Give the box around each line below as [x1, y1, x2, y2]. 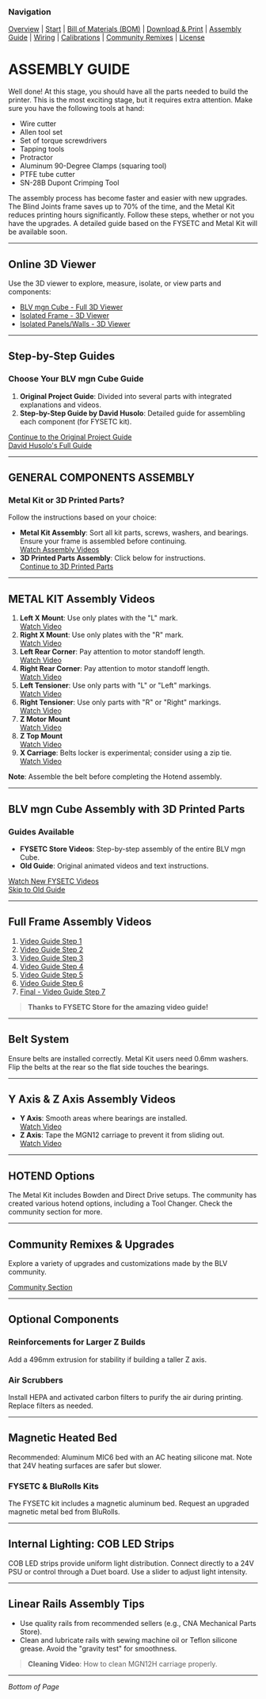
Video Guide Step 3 [19, 953, 84, 962]
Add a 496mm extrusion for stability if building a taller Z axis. [8, 1355, 207, 1364]
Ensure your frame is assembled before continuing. [19, 536, 188, 546]
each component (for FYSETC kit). [19, 416, 132, 426]
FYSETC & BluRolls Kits [8, 1480, 99, 1491]
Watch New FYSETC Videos [8, 876, 99, 886]
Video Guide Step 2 [19, 945, 84, 954]
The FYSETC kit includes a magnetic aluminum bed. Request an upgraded [8, 1498, 249, 1509]
